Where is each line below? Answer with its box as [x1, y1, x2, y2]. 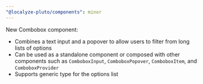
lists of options [14, 44, 53, 52]
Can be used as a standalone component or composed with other [14, 50, 180, 58]
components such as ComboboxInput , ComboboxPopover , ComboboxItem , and [14, 57, 197, 64]
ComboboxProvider [14, 65, 59, 71]
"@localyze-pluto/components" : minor [6, 9, 102, 15]
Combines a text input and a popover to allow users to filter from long [14, 37, 190, 45]
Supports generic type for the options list [14, 70, 119, 77]
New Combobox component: [6, 26, 78, 33]
